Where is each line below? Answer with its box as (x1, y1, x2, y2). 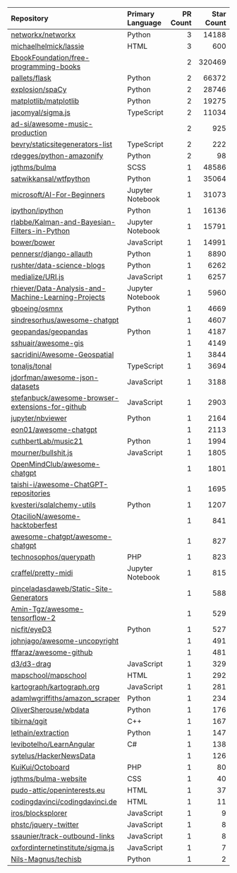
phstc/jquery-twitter (11, 820, 79, 829)
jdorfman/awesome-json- (11, 373, 99, 382)
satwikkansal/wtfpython (11, 174, 90, 183)
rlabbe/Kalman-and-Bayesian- (11, 217, 116, 227)
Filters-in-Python (11, 226, 71, 235)
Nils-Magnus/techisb (11, 855, 83, 864)
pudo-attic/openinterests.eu (11, 785, 106, 795)
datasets (11, 382, 40, 391)
